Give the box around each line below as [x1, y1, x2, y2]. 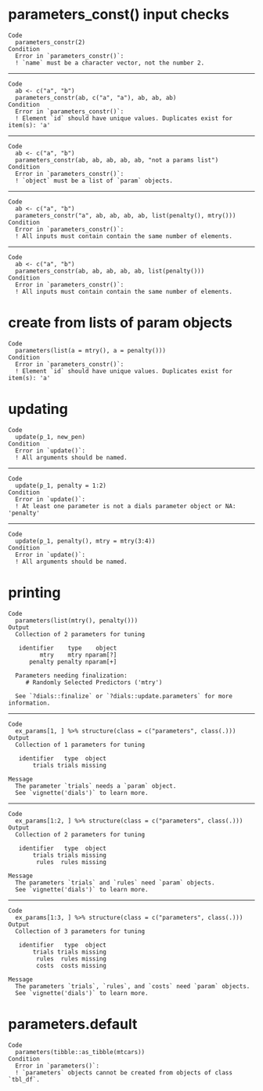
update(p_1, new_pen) [15, 433, 86, 441]
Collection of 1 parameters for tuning [15, 741, 146, 749]
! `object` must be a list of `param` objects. [15, 177, 174, 185]
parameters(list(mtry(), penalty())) [15, 617, 139, 624]
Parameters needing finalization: [15, 672, 128, 679]
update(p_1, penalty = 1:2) [15, 481, 107, 489]
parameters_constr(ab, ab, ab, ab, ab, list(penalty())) [15, 267, 205, 275]
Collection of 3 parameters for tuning [15, 927, 146, 935]
